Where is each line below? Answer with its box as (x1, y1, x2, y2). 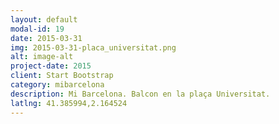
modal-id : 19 (10, 24, 65, 34)
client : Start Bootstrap (10, 71, 114, 81)
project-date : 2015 (10, 61, 92, 71)
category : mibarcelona (10, 80, 105, 90)
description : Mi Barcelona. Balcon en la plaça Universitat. (10, 89, 271, 99)
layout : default (10, 14, 78, 25)
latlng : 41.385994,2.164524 (10, 98, 128, 108)
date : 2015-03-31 (10, 33, 83, 43)
